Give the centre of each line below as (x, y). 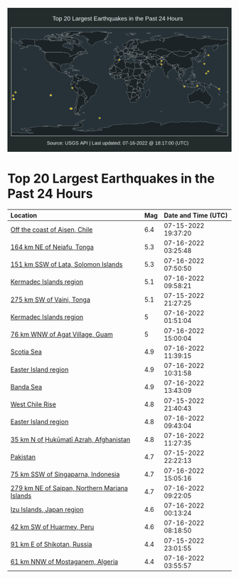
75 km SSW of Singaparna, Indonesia (65, 474)
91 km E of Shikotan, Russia (51, 544)
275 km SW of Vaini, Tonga (51, 299)
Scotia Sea (26, 352)
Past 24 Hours (50, 194)
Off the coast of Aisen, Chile (52, 230)
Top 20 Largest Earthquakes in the (111, 178)
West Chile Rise (33, 404)
